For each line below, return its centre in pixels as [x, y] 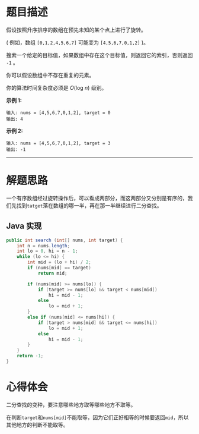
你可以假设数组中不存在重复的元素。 [50, 75]
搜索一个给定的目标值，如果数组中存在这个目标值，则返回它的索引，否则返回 [99, 55]
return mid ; [52, 273]
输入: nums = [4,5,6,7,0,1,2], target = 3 [58, 143]
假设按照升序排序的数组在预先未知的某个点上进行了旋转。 [76, 30]
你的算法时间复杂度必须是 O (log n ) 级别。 [57, 87]
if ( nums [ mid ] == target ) [60, 268]
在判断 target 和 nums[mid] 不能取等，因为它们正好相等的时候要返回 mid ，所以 [97, 417]
